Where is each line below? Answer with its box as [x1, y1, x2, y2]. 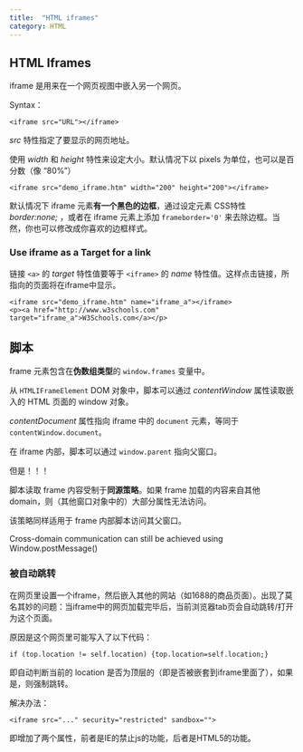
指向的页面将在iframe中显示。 [9, 279, 121, 290]
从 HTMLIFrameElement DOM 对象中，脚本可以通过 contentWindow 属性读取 [9, 385, 287, 396]
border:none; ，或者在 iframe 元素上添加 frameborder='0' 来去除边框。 [9, 212, 273, 223]
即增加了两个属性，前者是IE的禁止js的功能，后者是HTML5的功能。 [9, 732, 256, 743]
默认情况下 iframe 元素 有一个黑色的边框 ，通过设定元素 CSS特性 [9, 200, 247, 211]
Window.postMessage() [9, 543, 98, 554]
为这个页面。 [9, 612, 57, 623]
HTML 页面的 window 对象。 [26, 396, 134, 408]
